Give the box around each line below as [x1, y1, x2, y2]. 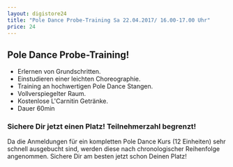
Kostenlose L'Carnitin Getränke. [17, 97, 109, 105]
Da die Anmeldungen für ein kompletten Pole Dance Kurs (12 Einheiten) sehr [7, 137, 226, 146]
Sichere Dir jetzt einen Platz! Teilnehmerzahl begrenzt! [7, 122, 197, 132]
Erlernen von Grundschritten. [17, 67, 101, 76]
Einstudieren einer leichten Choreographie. [17, 74, 141, 83]
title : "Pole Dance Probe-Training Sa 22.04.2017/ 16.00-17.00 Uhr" [7, 17, 211, 24]
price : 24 [7, 23, 36, 30]
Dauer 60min [17, 104, 55, 113]
